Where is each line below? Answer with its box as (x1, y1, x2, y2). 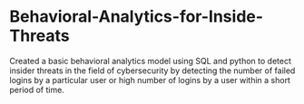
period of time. (9, 84, 65, 95)
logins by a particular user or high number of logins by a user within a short (9, 74, 290, 85)
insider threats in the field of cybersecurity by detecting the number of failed (9, 65, 296, 76)
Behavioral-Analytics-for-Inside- (9, 6, 264, 27)
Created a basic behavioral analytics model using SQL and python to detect (9, 55, 292, 66)
